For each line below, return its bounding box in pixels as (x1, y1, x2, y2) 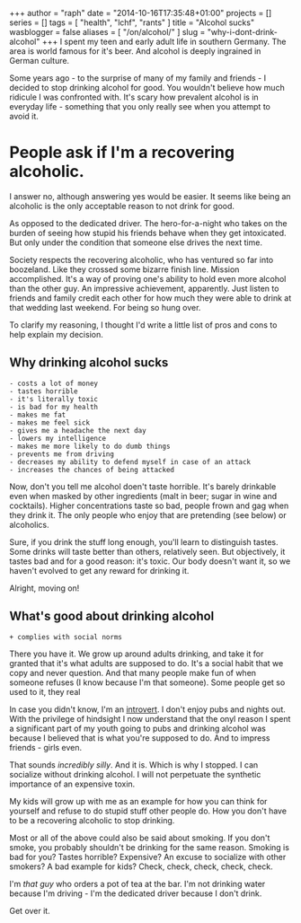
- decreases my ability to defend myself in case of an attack (9, 457, 252, 466)
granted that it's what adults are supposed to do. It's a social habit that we (9, 657, 284, 668)
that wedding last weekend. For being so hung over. (9, 302, 201, 312)
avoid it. (9, 111, 39, 121)
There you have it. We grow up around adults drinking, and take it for (9, 648, 264, 659)
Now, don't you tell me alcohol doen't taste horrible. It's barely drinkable (9, 480, 277, 492)
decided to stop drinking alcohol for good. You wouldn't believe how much (9, 83, 285, 92)
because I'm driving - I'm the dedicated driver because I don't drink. (9, 888, 262, 899)
